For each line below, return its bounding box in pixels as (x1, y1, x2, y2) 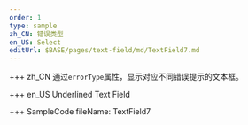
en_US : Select (9, 37, 62, 47)
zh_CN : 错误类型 (9, 29, 64, 38)
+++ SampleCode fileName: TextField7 (9, 106, 151, 117)
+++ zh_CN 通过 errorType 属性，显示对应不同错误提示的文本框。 (9, 72, 244, 82)
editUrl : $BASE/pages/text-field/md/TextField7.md (9, 46, 200, 55)
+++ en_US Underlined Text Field (9, 90, 130, 100)
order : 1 (9, 12, 42, 22)
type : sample (9, 21, 58, 30)
